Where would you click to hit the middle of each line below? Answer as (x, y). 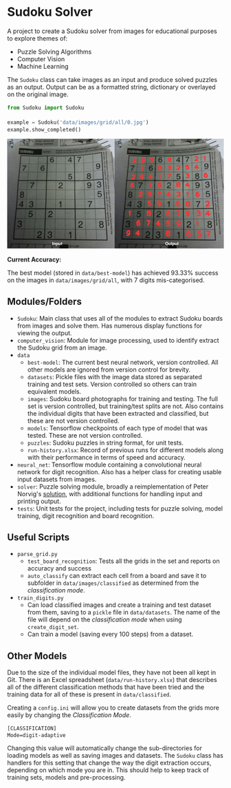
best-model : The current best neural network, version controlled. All (123, 362)
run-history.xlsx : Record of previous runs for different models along (125, 450)
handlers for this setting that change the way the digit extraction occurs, (109, 763)
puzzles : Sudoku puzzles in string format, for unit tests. (106, 443)
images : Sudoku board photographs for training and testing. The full (123, 398)
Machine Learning (43, 66)
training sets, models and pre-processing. (66, 778)
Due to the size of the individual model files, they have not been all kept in (112, 672)
